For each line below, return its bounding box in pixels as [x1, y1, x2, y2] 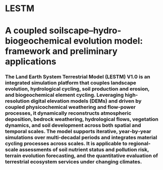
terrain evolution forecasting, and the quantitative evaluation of [5, 153, 158, 159]
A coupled [5, 25, 48, 36]
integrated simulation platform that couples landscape [5, 80, 136, 86]
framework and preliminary [5, 46, 118, 57]
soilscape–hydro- [49, 25, 122, 36]
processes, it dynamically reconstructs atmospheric [5, 110, 131, 117]
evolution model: [73, 35, 143, 47]
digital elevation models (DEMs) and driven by [31, 98, 142, 104]
